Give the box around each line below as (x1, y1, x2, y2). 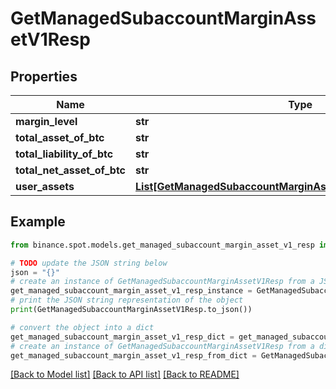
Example (10, 213, 66, 231)
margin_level (15, 115, 78, 128)
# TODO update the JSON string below (10, 258, 168, 268)
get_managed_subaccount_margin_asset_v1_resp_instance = (10, 286, 253, 296)
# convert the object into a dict (10, 322, 155, 332)
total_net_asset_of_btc (15, 163, 127, 177)
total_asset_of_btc (15, 131, 105, 144)
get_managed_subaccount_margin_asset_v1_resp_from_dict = (10, 350, 257, 361)
